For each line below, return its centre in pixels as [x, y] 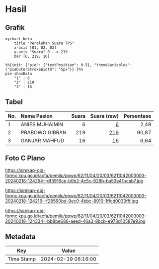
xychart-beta [19, 39]
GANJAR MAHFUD [42, 140]
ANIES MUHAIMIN [42, 124]
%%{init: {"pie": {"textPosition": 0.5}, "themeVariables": [69, 65]
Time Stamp [22, 259]
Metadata [20, 237]
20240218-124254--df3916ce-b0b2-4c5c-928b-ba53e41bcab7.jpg [74, 180]
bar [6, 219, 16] [32, 56]
